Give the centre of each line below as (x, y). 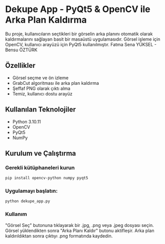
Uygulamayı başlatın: (31, 191)
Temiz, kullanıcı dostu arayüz (42, 93)
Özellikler (20, 66)
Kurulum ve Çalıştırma (41, 153)
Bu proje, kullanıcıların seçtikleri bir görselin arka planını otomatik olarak (79, 34)
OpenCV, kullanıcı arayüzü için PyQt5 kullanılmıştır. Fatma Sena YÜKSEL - (81, 44)
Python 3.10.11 (26, 121)
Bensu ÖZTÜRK (21, 50)
